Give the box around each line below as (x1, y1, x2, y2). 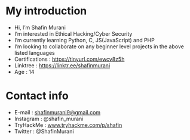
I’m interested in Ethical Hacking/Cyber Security (14, 30, 133, 37)
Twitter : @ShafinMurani (14, 127, 74, 135)
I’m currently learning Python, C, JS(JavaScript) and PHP (14, 36, 155, 43)
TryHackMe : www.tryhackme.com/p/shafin (14, 121, 122, 129)
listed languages (14, 49, 55, 56)
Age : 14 (14, 68, 35, 75)
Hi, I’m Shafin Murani (14, 24, 66, 31)
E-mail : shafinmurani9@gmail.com (14, 108, 101, 116)
